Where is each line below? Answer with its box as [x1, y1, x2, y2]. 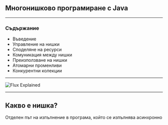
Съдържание [5, 24, 39, 31]
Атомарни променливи [12, 62, 62, 69]
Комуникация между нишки [12, 52, 72, 58]
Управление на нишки [12, 41, 60, 47]
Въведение [12, 36, 36, 42]
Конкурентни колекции [12, 68, 62, 74]
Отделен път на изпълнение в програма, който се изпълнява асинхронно [5, 114, 162, 120]
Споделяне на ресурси [12, 47, 62, 53]
